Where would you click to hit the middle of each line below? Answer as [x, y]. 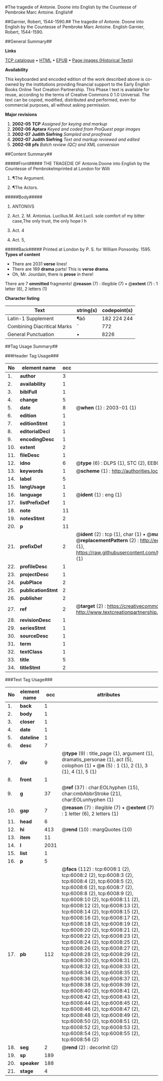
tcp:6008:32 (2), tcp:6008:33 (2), [100, 966]
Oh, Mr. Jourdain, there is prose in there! [53, 274]
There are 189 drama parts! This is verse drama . [61, 269]
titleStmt [30, 668]
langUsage [33, 487]
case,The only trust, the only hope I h [49, 221]
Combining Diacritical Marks [40, 326]
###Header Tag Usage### [32, 356]
